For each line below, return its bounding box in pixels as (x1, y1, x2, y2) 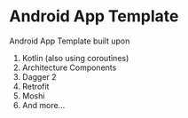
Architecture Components (21, 62, 117, 73)
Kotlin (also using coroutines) (21, 52, 129, 63)
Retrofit (21, 81, 50, 91)
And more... (21, 99, 66, 110)
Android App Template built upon (9, 35, 130, 46)
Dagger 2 (21, 71, 57, 82)
